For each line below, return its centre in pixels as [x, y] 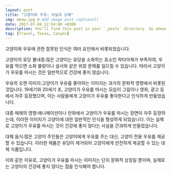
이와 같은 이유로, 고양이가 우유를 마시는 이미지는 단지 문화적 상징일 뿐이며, [78, 160]
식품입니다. [22, 149]
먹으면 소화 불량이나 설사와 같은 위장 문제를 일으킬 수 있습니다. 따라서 [83, 66]
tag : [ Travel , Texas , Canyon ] [37, 34]
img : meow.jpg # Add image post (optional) [52, 19]
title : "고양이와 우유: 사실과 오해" [39, 15]
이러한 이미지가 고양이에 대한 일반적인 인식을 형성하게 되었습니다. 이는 [85, 119]
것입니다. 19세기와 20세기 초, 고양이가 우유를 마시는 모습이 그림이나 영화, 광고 [82, 89]
